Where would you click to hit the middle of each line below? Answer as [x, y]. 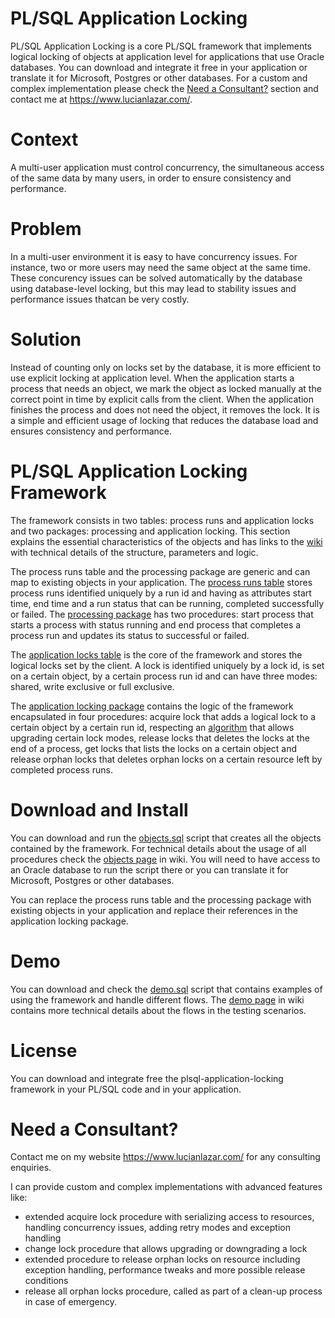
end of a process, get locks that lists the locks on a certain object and [154, 748]
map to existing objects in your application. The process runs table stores [161, 582]
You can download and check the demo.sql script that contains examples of [166, 989]
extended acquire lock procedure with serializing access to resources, [169, 1217]
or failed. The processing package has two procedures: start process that [162, 614]
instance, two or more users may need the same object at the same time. [160, 267]
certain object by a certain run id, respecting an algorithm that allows [152, 727]
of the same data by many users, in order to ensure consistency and [151, 178]
